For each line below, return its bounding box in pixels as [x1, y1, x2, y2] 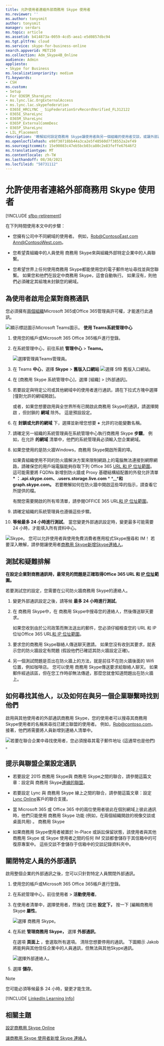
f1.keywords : [5, 75, 32, 80]
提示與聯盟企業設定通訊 [5, 760, 76, 768]
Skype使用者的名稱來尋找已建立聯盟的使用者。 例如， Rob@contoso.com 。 [5, 721, 156, 727]
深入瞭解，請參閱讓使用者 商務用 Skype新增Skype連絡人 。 [9, 542, 126, 547]
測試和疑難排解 [5, 557, 51, 566]
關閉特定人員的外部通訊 [5, 856, 76, 865]
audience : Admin [5, 57, 38, 62]
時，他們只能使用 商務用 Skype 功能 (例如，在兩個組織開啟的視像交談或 [12, 812, 155, 818]
